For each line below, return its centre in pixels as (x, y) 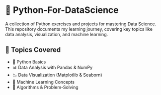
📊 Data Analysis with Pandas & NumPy (52, 67)
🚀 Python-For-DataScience (62, 10)
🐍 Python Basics (29, 62)
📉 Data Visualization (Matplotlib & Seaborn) (57, 75)
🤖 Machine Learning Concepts (43, 82)
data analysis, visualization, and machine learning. (57, 34)
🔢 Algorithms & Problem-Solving (45, 87)
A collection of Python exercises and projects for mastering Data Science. (81, 24)
